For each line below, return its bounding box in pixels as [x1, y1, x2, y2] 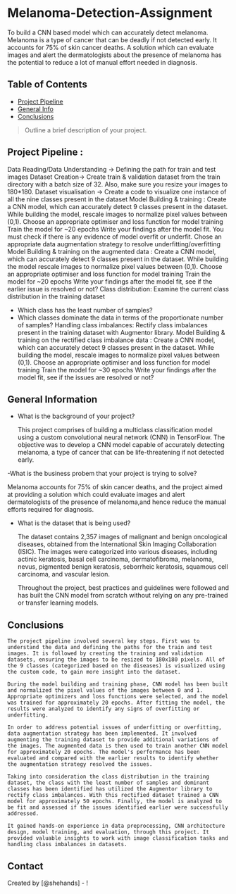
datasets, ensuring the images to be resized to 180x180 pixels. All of [7, 656, 225, 663]
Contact [7, 860, 44, 872]
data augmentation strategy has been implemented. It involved [7, 730, 197, 737]
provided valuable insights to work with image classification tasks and [7, 835, 229, 842]
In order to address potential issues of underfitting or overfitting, [7, 724, 222, 731]
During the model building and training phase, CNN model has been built [7, 681, 229, 688]
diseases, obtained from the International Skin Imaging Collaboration [17, 540, 217, 548]
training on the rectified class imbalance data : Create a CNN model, [17, 336, 216, 344]
